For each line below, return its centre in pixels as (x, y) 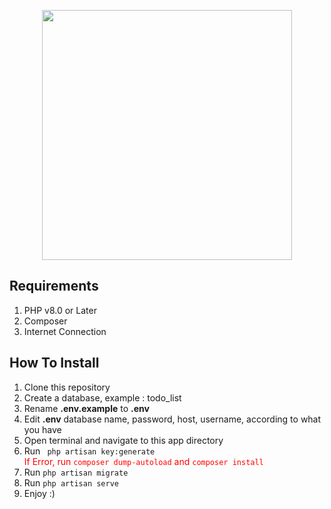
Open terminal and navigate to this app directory (123, 440)
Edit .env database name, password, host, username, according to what (172, 419)
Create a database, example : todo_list (102, 397)
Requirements (54, 286)
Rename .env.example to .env (86, 408)
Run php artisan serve (71, 482)
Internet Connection (65, 331)
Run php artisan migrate (76, 472)
